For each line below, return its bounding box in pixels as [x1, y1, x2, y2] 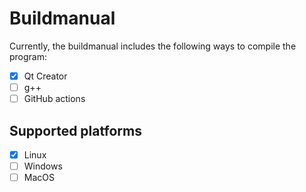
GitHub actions [23, 93, 86, 105]
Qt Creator [23, 70, 68, 82]
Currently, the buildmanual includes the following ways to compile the [9, 40, 297, 52]
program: [9, 50, 48, 62]
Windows [23, 160, 63, 172]
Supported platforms [9, 122, 142, 139]
